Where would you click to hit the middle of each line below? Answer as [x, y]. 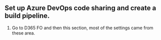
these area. [23, 33]
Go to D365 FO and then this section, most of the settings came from [82, 28]
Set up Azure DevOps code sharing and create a [80, 8]
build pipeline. [27, 16]
